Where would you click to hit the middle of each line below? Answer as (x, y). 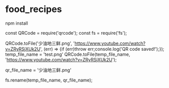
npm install (17, 23)
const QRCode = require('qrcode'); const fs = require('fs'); (66, 33)
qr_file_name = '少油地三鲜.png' (38, 70)
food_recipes (34, 9)
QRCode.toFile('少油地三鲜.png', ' (40, 43)
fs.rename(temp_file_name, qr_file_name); (49, 80)
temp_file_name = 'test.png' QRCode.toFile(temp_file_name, (68, 54)
